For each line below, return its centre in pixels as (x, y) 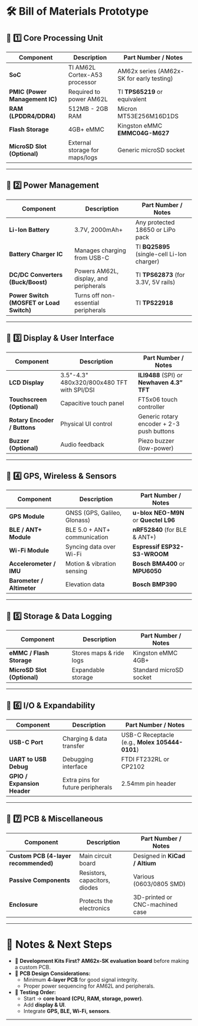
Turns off (87, 295)
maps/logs (83, 157)
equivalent (132, 99)
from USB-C (92, 257)
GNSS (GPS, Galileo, (94, 513)
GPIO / (18, 776)
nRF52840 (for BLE (159, 530)
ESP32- (173, 547)
